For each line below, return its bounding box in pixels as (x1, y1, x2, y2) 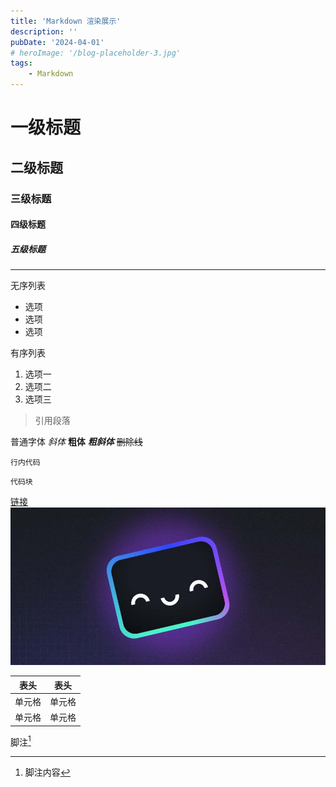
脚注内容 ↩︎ (24, 766, 71, 779)
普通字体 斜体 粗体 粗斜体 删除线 (10, 436, 143, 448)
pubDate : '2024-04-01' (10, 37, 105, 47)
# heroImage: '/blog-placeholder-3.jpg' (10, 48, 182, 58)
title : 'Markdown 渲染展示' (10, 16, 122, 26)
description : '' (10, 26, 78, 37)
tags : (10, 58, 33, 69)
